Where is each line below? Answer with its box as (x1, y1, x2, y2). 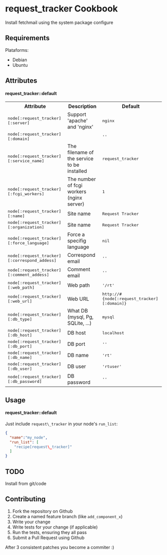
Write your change (12, 519, 51, 525)
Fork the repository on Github (12, 508, 73, 514)
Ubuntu (12, 62, 28, 68)
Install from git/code (5, 481, 47, 486)
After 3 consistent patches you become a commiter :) (5, 544, 114, 550)
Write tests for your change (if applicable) (12, 524, 98, 530)
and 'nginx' (67, 123, 93, 130)
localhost (102, 330, 124, 335)
